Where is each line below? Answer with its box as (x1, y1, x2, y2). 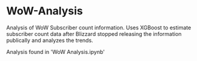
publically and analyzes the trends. (6, 36, 93, 44)
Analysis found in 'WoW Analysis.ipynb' (6, 48, 105, 55)
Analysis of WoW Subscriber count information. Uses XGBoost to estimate (6, 24, 192, 31)
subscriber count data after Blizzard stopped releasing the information (6, 30, 182, 37)
